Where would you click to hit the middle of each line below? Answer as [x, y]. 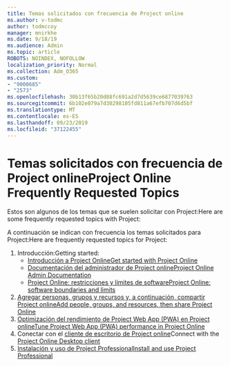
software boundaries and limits [71, 290]
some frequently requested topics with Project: [74, 219]
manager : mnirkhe [32, 33]
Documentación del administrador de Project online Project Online [121, 268]
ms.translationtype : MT [41, 110]
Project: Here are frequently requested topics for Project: [87, 240]
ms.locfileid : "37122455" [44, 129]
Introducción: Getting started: [58, 253]
